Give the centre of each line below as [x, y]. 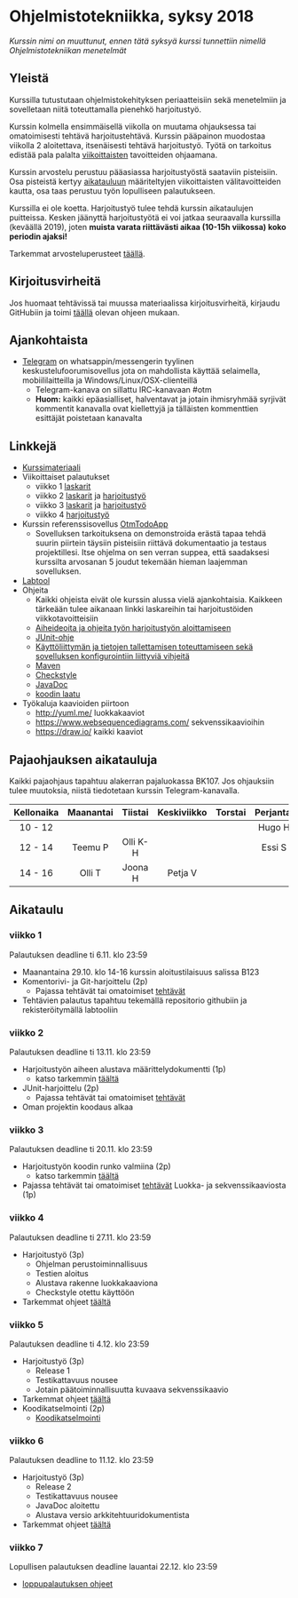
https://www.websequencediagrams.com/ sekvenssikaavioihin [149, 722]
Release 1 [53, 1371]
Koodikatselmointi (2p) [63, 1408]
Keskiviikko [182, 812]
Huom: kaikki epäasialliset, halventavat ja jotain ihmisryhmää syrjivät [161, 399]
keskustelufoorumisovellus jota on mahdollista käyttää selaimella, [141, 371]
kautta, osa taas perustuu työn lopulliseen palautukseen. [112, 191]
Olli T [90, 873]
